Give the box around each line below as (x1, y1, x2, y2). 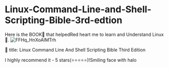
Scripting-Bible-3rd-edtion (5, 14, 123, 26)
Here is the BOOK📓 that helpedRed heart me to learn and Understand (5, 31, 152, 37)
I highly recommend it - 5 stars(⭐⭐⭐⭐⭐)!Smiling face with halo (5, 57, 137, 63)
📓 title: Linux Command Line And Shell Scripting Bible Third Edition (5, 47, 146, 53)
